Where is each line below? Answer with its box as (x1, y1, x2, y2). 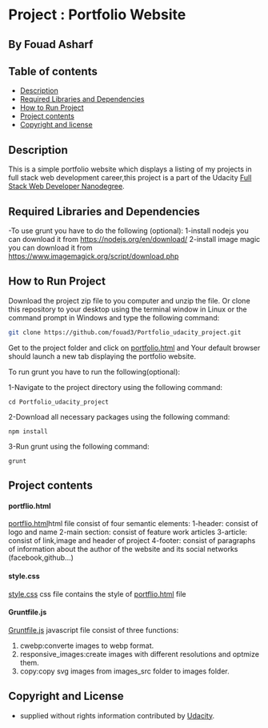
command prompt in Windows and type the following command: (8, 312, 220, 322)
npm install (8, 427, 48, 436)
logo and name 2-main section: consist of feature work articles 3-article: (8, 527, 248, 537)
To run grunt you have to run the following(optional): (8, 367, 181, 376)
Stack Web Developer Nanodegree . (8, 182, 126, 191)
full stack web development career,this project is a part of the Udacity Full (8, 173, 252, 183)
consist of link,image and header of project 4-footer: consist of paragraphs (8, 536, 256, 545)
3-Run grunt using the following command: (8, 441, 150, 451)
